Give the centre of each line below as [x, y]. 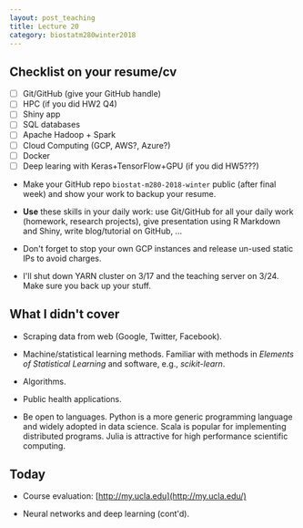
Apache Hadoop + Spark [69, 135]
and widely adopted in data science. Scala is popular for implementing [154, 426]
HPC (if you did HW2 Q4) [70, 104]
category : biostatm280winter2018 [73, 35]
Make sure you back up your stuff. [87, 285]
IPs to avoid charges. [62, 258]
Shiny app [41, 114]
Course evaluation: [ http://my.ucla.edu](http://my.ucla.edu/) [135, 496]
